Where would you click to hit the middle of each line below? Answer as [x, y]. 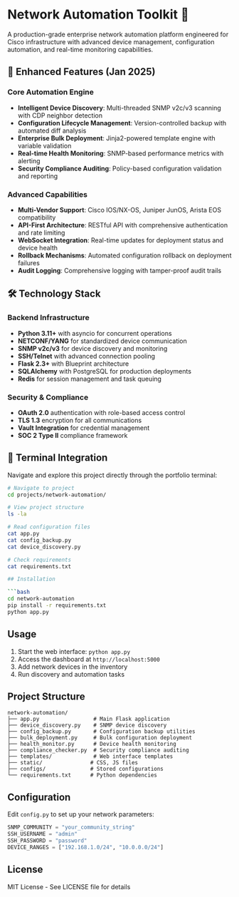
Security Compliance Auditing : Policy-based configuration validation [119, 168]
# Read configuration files [49, 527]
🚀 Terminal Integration [58, 458]
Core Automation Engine [51, 92]
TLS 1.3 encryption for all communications [80, 420]
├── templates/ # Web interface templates [90, 757]
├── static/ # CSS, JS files [73, 763]
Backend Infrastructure [49, 318]
